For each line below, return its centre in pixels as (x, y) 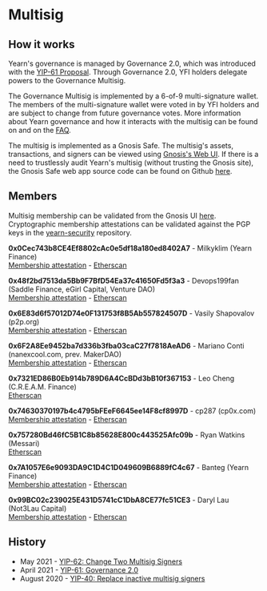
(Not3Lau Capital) (38, 508)
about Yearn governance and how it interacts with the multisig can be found (133, 121)
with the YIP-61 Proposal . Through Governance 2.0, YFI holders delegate (128, 72)
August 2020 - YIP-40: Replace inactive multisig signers (112, 578)
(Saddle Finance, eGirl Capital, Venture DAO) (82, 289)
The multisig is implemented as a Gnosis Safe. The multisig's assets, (121, 145)
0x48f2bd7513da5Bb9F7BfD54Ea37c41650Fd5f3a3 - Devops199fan (124, 280)
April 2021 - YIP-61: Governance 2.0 (79, 569)
